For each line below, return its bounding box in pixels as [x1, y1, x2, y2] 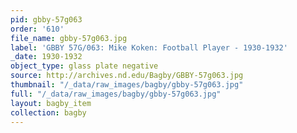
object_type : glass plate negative [10, 61, 159, 71]
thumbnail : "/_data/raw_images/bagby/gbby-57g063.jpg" [10, 80, 244, 90]
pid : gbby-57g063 [10, 14, 83, 25]
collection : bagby [10, 107, 87, 118]
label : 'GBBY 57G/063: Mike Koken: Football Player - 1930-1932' [10, 42, 288, 53]
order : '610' [10, 24, 65, 34]
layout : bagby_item [10, 98, 92, 108]
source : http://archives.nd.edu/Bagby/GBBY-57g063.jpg [10, 71, 244, 81]
